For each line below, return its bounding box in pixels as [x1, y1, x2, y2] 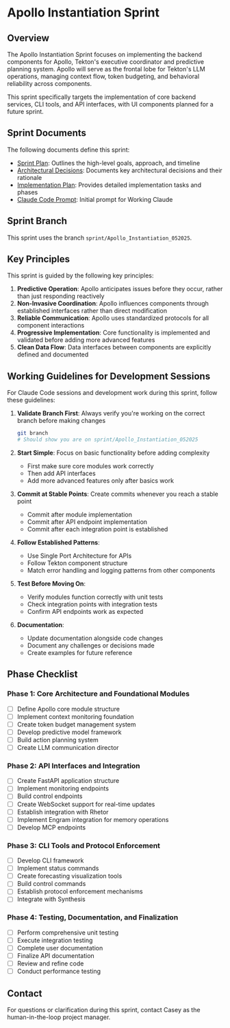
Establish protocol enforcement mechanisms [16, 887, 143, 895]
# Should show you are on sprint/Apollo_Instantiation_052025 [16, 436, 199, 444]
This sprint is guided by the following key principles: [7, 271, 154, 279]
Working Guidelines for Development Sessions [7, 370, 211, 382]
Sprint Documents [7, 127, 87, 139]
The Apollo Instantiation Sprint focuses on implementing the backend [7, 50, 202, 58]
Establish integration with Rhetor [16, 808, 109, 816]
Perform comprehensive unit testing [16, 928, 119, 937]
